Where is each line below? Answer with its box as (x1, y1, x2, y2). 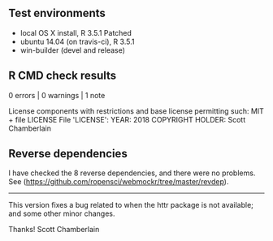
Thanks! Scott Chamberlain (8, 225, 100, 235)
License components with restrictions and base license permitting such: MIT (8, 105, 264, 116)
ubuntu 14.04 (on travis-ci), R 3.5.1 (19, 37, 135, 46)
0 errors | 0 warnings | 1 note (8, 90, 106, 100)
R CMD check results (8, 69, 117, 83)
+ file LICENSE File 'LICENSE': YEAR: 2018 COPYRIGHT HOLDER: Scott (8, 114, 246, 124)
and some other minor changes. (8, 209, 115, 218)
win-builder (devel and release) (19, 45, 126, 55)
